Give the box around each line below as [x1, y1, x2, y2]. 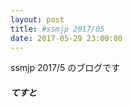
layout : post [10, 14, 65, 25]
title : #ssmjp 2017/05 [10, 24, 105, 34]
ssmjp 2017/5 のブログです [10, 62, 121, 74]
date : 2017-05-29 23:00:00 [10, 33, 123, 43]
